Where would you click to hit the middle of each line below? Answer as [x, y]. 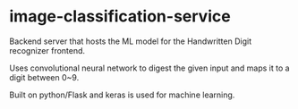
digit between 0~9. [44, 77]
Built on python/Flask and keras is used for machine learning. [122, 95]
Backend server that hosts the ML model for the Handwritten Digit [131, 41]
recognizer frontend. [47, 50]
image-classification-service [120, 17]
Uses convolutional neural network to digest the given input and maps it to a [149, 68]
